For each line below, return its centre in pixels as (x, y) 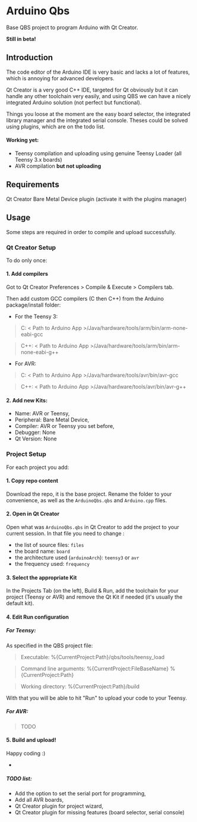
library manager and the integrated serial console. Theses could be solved (97, 120)
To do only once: (27, 260)
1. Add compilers (27, 274)
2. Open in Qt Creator (33, 514)
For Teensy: (21, 631)
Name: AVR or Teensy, (42, 414)
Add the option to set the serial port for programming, (80, 793)
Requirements (33, 185)
